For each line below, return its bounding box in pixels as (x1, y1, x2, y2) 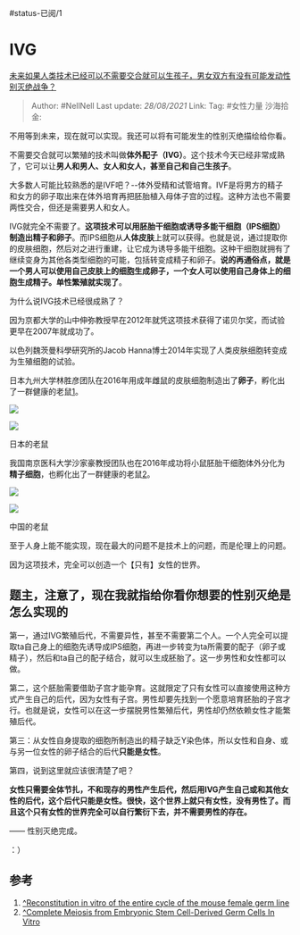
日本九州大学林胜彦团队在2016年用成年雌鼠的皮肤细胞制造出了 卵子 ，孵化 (9, 374, 278, 386)
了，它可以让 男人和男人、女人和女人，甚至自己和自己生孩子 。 (9, 160, 237, 171)
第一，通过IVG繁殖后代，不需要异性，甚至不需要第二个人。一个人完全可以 (9, 630, 281, 640)
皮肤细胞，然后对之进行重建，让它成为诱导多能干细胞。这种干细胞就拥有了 (16, 243, 291, 254)
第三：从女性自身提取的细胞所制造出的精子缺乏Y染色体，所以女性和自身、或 (9, 735, 288, 746)
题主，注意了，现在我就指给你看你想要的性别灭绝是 (9, 588, 291, 603)
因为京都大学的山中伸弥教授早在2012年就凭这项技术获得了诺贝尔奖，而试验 (9, 314, 286, 325)
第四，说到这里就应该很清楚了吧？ (9, 764, 135, 775)
